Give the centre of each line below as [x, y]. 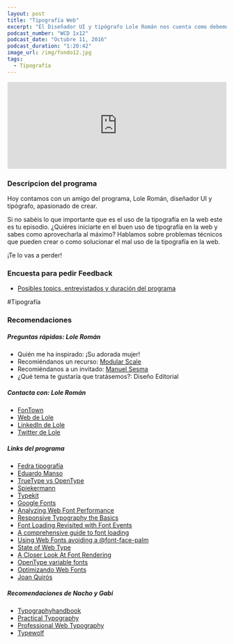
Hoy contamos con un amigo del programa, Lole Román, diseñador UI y [110, 198]
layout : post [26, 14]
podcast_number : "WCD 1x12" [48, 33]
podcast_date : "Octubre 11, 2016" [57, 40]
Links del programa [36, 448]
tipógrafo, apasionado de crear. [52, 206]
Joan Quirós [35, 577]
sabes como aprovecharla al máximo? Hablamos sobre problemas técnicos [115, 234]
